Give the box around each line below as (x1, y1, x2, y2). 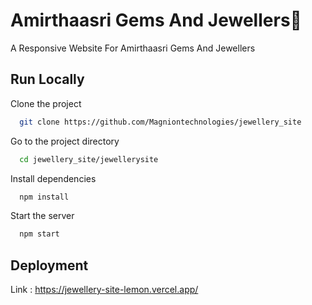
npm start (19, 229, 60, 239)
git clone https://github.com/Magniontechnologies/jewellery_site (19, 117, 302, 127)
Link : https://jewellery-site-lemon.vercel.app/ (10, 284, 199, 296)
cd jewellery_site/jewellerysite (19, 154, 159, 164)
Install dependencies (10, 172, 97, 184)
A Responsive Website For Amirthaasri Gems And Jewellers (10, 42, 256, 54)
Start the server (10, 210, 75, 222)
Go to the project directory (10, 135, 120, 147)
